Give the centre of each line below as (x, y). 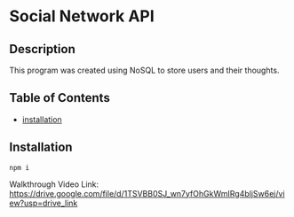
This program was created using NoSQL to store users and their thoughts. (144, 70)
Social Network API (82, 16)
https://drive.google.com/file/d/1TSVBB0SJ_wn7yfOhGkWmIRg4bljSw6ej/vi (147, 193)
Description (42, 49)
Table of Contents (60, 98)
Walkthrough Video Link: (54, 184)
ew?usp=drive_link (44, 203)
